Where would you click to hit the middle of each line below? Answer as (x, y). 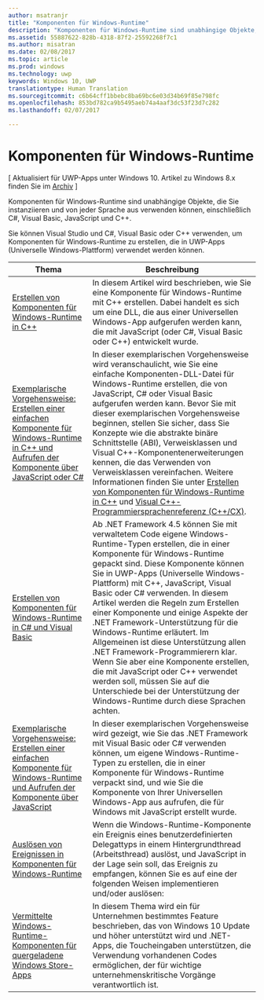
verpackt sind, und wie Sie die (148, 782)
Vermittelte (32, 916)
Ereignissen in (38, 854)
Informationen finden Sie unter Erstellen (166, 482)
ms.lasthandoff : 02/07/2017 (54, 111)
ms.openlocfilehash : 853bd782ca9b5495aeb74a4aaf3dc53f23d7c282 (114, 103)
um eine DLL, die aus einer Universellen (165, 312)
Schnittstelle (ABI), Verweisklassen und (165, 442)
